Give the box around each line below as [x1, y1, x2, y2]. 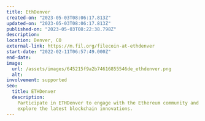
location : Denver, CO [6, 37, 62, 43]
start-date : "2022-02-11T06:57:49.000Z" [6, 49, 112, 55]
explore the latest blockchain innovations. [17, 105, 133, 112]
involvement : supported [6, 77, 68, 83]
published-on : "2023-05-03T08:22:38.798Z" [6, 26, 117, 32]
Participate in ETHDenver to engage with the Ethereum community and [17, 100, 199, 106]
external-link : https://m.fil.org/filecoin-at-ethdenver [6, 43, 155, 50]
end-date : [6, 54, 32, 61]
